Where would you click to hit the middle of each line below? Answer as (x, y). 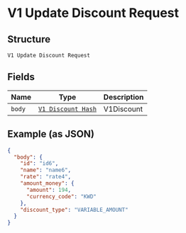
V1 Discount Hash (67, 109)
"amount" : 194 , (49, 190)
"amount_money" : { (47, 183)
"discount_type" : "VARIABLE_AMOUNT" (75, 210)
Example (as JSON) (51, 134)
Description (124, 97)
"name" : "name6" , (46, 170)
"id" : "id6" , (39, 164)
